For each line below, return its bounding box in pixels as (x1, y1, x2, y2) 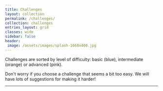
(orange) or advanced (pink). (5, 61, 63, 67)
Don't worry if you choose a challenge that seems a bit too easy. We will (5, 71, 149, 76)
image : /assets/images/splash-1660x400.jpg (7, 43, 97, 48)
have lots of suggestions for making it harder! (5, 76, 96, 82)
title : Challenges (5, 7, 42, 12)
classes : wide (5, 30, 34, 34)
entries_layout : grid (5, 25, 49, 30)
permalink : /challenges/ (5, 16, 55, 21)
